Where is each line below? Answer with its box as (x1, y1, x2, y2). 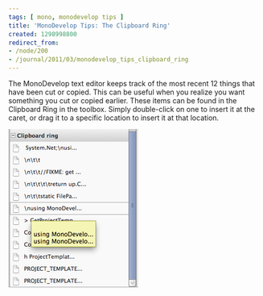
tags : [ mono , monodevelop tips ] (8, 13, 125, 21)
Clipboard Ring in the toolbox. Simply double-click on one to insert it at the (8, 105, 256, 114)
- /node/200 (8, 47, 48, 56)
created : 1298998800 (8, 30, 78, 38)
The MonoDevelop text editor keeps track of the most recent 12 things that (8, 79, 256, 88)
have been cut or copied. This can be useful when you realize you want (8, 87, 245, 97)
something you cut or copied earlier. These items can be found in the (8, 96, 237, 105)
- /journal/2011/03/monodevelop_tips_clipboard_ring (8, 56, 189, 64)
